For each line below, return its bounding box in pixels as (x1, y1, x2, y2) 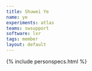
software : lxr (6, 31, 42, 37)
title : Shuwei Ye (6, 8, 49, 15)
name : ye (6, 14, 28, 20)
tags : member (6, 36, 39, 42)
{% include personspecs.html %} (6, 57, 87, 65)
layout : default (6, 42, 46, 48)
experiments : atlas (6, 20, 55, 25)
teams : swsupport (6, 25, 49, 31)
